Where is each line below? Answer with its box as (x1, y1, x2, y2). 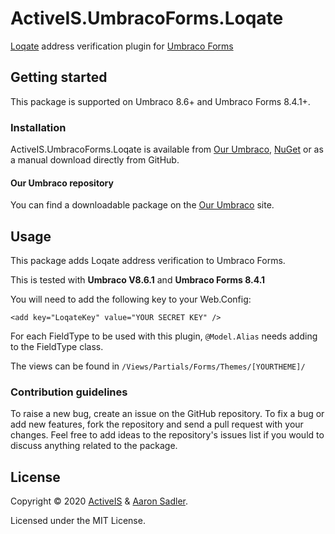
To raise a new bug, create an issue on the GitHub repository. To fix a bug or (10, 408, 325, 420)
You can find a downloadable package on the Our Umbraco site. (10, 199, 275, 211)
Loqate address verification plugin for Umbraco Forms (10, 40, 234, 52)
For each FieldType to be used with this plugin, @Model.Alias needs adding (10, 330, 318, 342)
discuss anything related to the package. (10, 440, 178, 452)
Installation (10, 120, 67, 134)
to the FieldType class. (10, 341, 104, 353)
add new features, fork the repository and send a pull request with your (10, 418, 304, 431)
